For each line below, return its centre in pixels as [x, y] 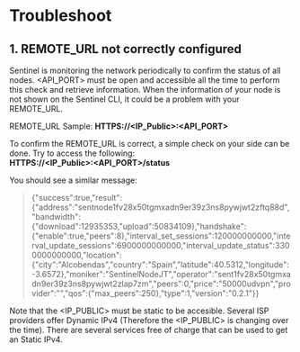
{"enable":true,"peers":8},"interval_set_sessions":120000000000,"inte [161, 236]
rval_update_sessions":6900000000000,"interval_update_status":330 [160, 245]
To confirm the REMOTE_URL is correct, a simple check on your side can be [150, 144]
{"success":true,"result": [77, 198]
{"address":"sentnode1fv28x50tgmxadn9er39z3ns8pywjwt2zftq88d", [160, 207]
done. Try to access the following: [72, 153]
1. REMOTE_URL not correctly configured [126, 49]
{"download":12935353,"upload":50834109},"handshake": [139, 226]
